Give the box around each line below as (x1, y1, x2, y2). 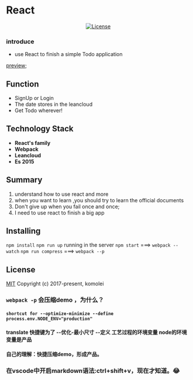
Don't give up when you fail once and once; (14, 203, 120, 210)
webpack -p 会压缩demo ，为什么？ (6, 296, 104, 304)
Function (6, 79, 39, 89)
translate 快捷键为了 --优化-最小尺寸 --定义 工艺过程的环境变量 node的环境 (6, 329, 187, 336)
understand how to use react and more (14, 191, 109, 198)
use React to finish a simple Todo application (14, 51, 123, 58)
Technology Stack (6, 124, 74, 134)
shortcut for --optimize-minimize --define (6, 310, 114, 316)
